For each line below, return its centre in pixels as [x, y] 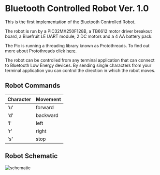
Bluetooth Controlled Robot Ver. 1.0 [77, 8]
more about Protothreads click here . [41, 51]
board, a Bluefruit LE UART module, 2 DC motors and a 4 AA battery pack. [79, 36]
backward [47, 115]
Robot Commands [33, 86]
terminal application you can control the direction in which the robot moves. [80, 70]
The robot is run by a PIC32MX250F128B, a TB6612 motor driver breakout [79, 31]
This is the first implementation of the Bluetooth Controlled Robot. [70, 22]
